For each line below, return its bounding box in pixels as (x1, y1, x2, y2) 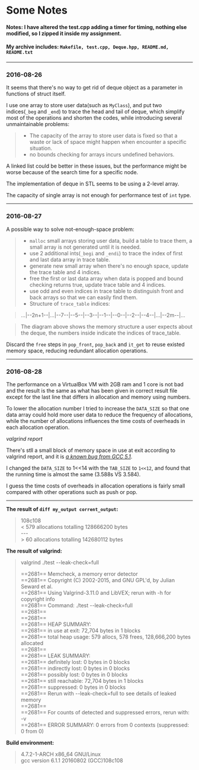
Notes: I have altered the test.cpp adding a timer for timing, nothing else (6, 23, 187, 30)
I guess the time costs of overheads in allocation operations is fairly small (6, 482, 185, 489)
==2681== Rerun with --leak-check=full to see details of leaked (20, 689, 176, 697)
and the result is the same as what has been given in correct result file (6, 387, 178, 394)
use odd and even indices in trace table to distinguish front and (29, 287, 184, 294)
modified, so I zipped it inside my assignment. (6, 30, 122, 37)
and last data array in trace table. (29, 256, 111, 263)
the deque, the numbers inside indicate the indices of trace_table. (20, 329, 181, 336)
